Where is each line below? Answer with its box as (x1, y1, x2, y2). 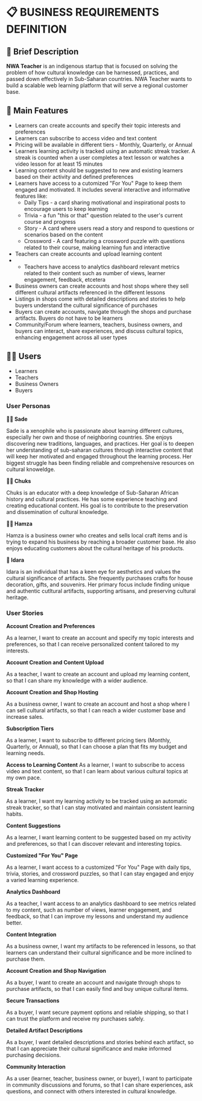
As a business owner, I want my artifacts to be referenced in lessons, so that (6, 943, 196, 950)
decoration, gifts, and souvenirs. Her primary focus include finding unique (6, 580, 190, 588)
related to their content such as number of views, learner (24, 269, 166, 276)
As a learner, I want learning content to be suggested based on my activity (6, 834, 191, 841)
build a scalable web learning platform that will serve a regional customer (6, 82, 188, 89)
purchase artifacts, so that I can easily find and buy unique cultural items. (6, 986, 189, 993)
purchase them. (6, 955, 45, 963)
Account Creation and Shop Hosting (6, 689, 98, 696)
